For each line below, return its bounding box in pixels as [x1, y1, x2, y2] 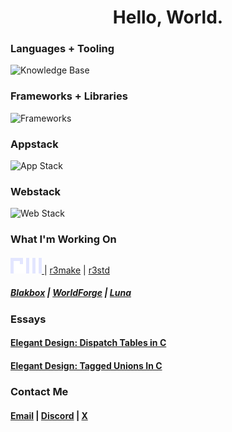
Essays [10, 312, 47, 326]
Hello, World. [112, 6, 224, 29]
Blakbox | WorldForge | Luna [10, 287, 132, 299]
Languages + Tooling [10, 42, 115, 56]
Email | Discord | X [10, 409, 88, 421]
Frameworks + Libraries [10, 89, 128, 103]
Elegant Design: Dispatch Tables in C [10, 337, 167, 349]
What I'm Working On [10, 232, 117, 246]
